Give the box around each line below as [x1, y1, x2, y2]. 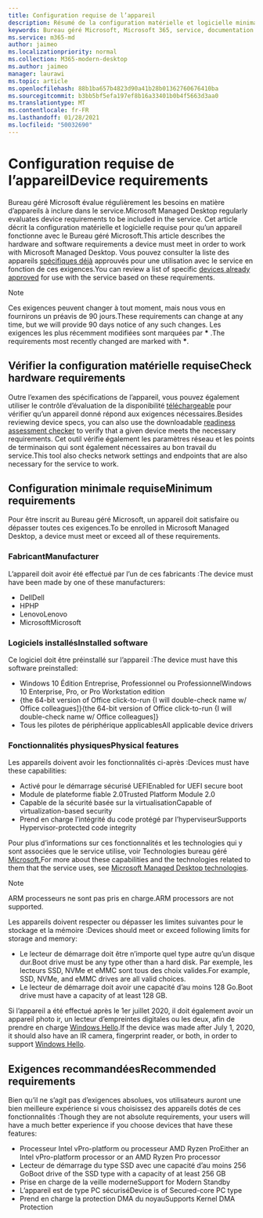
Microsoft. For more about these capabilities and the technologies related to [8, 855, 251, 865]
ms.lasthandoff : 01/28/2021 [8, 114, 100, 122]
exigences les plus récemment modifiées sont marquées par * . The [8, 327, 225, 338]
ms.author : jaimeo [8, 63, 68, 71]
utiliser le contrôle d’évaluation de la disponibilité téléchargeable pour [8, 401, 232, 410]
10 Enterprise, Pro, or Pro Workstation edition [19, 686, 166, 696]
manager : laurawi [8, 70, 65, 78]
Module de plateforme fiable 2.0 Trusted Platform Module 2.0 [19, 790, 215, 799]
